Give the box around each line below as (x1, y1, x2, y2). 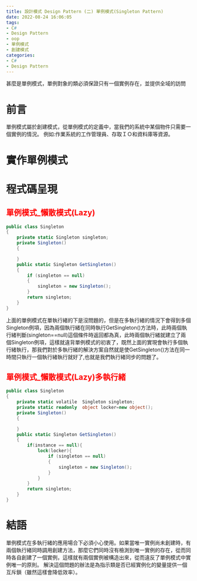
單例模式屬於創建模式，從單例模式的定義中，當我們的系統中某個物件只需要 (6, 123, 186, 130)
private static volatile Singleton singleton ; (16, 399, 135, 405)
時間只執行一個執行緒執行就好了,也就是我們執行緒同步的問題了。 (6, 353, 162, 360)
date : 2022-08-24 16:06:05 (6, 14, 72, 20)
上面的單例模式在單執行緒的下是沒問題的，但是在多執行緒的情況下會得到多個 (6, 317, 191, 324)
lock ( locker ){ (37, 448, 72, 454)
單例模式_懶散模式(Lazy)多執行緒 (6, 372, 126, 382)
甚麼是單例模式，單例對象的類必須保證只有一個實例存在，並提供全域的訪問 (6, 80, 186, 87)
